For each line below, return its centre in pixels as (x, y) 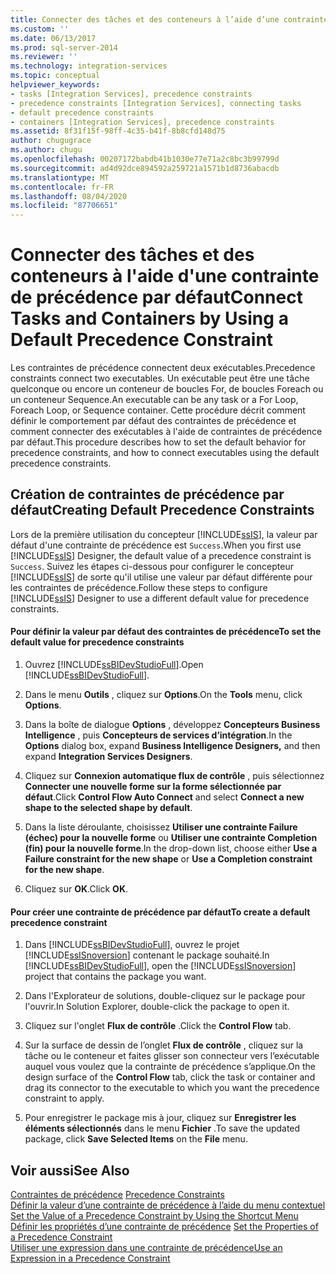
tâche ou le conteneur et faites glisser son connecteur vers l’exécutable (172, 1056)
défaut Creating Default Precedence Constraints (162, 510)
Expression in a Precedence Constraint (90, 1258)
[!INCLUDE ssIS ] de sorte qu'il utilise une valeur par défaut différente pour (161, 577)
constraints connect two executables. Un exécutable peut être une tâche (160, 378)
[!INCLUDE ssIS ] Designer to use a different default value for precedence (160, 598)
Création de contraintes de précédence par (147, 494)
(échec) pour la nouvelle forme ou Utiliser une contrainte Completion (171, 838)
